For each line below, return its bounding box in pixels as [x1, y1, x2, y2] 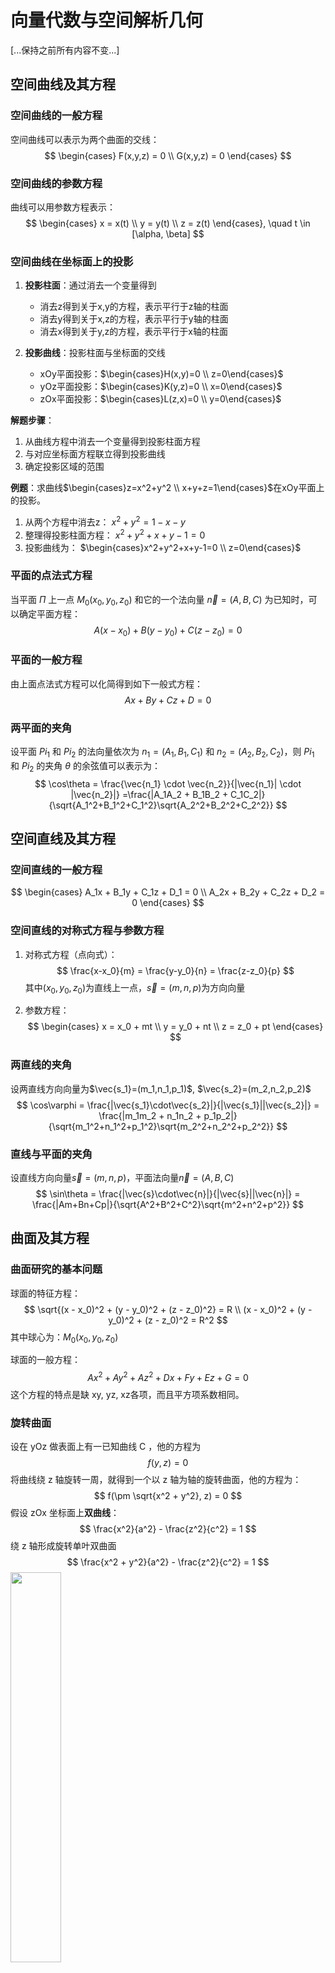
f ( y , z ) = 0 [147, 1457, 189, 1469]
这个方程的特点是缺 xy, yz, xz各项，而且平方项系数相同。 [10, 1389, 245, 1401]
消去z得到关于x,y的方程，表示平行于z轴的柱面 [39, 301, 229, 313]
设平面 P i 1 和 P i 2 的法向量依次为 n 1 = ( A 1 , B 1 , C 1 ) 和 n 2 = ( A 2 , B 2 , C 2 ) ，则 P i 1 [10, 746, 315, 760]
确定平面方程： [18, 607, 81, 620]
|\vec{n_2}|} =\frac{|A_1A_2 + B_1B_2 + [70, 788, 229, 800]
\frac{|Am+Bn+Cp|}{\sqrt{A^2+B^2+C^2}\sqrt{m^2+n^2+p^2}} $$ [31, 1198, 305, 1210]
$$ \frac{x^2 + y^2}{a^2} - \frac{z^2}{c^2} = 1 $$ [66, 1556, 270, 1568]
